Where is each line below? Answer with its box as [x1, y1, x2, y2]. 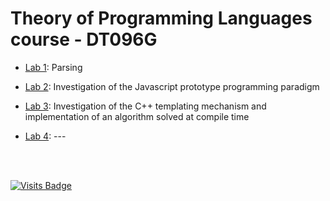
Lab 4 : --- [24, 130, 67, 142]
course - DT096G [10, 28, 158, 51]
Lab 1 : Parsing [24, 61, 83, 73]
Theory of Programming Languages [10, 7, 313, 30]
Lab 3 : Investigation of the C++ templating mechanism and [24, 100, 267, 112]
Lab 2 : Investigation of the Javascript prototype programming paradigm [24, 80, 320, 92]
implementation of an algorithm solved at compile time [24, 110, 250, 122]
